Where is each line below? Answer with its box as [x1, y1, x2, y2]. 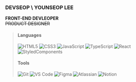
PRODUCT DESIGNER [5, 20, 50, 26]
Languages [17, 32, 42, 38]
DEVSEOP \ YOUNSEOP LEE [5, 4, 74, 11]
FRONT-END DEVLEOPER [5, 15, 59, 21]
